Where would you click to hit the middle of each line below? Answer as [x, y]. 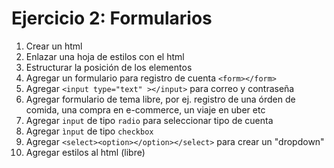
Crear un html [54, 46]
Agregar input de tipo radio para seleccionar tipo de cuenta [149, 120]
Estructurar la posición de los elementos [109, 67]
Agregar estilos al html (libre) [85, 152]
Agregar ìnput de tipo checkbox [89, 131]
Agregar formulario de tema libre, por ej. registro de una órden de [160, 99]
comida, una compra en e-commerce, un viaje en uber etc [145, 109]
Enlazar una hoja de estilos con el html [105, 56]
